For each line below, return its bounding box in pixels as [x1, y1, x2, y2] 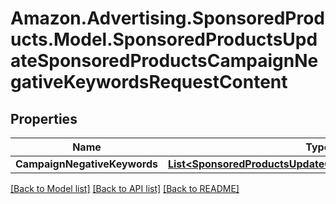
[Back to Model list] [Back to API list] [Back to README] [10, 183, 240, 194]
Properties [10, 110, 78, 127]
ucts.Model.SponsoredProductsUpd [10, 28, 318, 51]
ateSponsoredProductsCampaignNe [10, 50, 319, 72]
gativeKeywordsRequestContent [10, 71, 288, 94]
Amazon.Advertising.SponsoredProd [10, 7, 326, 30]
